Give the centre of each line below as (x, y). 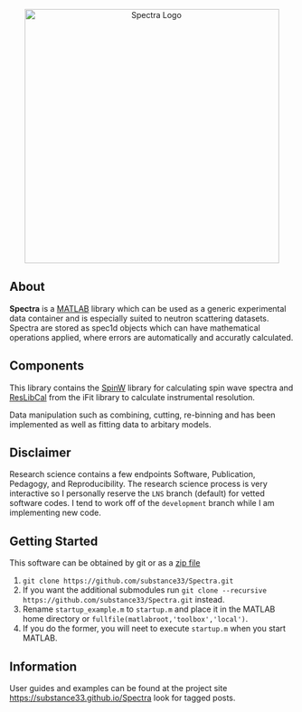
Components (47, 366)
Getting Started (54, 541)
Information (43, 666)
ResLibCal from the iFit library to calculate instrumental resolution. (132, 397)
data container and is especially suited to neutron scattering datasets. (139, 318)
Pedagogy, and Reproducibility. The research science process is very (139, 484)
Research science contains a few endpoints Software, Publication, (132, 474)
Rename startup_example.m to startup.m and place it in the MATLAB (149, 609)
